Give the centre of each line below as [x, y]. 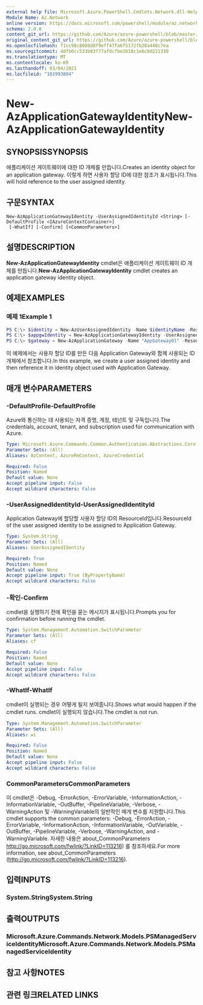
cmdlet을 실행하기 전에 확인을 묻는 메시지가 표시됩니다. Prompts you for [91, 612]
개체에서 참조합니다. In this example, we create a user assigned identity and [98, 361]
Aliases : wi [21, 735]
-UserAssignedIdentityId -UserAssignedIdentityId [81, 504]
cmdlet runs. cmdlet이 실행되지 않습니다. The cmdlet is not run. [82, 712]
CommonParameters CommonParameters [69, 784]
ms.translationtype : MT [36, 57]
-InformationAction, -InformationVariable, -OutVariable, [111, 825]
